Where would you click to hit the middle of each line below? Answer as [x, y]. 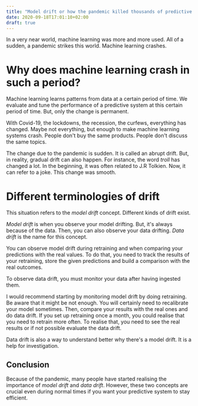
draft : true [21, 23]
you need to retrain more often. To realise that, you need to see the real [93, 322]
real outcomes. [24, 267]
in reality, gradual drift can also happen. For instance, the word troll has [93, 160]
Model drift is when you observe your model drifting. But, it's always [90, 224]
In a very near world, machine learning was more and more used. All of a [95, 40]
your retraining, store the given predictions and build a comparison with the [98, 261]
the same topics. [26, 142]
